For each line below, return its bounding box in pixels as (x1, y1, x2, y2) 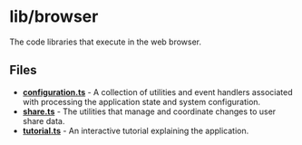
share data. (22, 115, 65, 126)
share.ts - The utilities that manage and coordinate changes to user (22, 106, 277, 117)
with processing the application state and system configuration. (22, 96, 261, 107)
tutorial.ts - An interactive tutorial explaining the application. (22, 125, 249, 136)
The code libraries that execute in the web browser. (9, 36, 202, 47)
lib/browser (9, 6, 99, 27)
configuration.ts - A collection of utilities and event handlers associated (22, 86, 293, 97)
